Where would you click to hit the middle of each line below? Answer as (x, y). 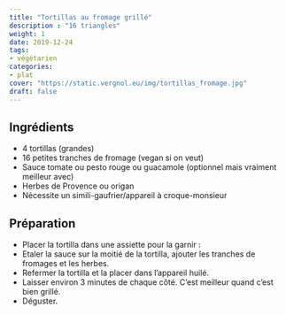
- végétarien (33, 58)
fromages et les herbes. (66, 264)
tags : (19, 50)
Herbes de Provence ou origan (78, 186)
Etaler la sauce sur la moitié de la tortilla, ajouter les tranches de (139, 254)
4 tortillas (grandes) (58, 149)
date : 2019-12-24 (41, 42)
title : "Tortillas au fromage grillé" (81, 17)
